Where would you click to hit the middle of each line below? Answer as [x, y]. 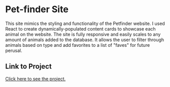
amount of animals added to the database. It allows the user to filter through [85, 40]
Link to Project [28, 66]
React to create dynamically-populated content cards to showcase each [80, 28]
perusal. [14, 50]
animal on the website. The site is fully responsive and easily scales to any [83, 34]
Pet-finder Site [37, 9]
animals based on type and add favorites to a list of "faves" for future [78, 45]
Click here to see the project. [36, 79]
